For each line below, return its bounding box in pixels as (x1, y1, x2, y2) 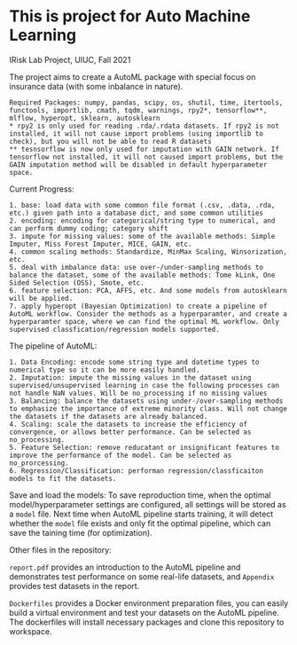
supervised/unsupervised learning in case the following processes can (9, 381, 279, 389)
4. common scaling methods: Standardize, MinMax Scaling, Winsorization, (9, 247, 288, 256)
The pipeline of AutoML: (9, 340, 98, 351)
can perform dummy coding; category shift (9, 224, 168, 232)
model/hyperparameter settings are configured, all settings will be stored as (9, 499, 286, 509)
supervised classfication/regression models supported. (9, 325, 220, 334)
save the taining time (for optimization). (9, 527, 152, 538)
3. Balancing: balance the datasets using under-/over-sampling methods (9, 397, 284, 405)
